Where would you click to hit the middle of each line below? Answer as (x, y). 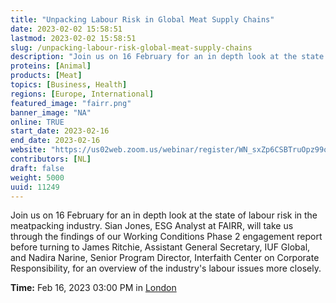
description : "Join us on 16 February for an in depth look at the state (167, 57)
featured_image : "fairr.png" (71, 103)
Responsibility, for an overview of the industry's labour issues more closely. (166, 268)
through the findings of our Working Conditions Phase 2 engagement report (166, 237)
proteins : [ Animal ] (51, 66)
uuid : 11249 (35, 187)
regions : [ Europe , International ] (82, 94)
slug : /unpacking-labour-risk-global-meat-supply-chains (131, 47)
